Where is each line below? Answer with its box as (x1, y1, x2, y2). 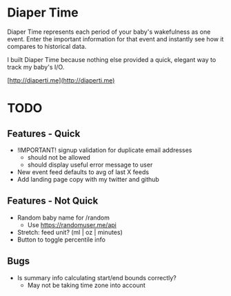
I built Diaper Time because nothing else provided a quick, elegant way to (7, 55, 217, 63)
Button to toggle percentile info (17, 235, 106, 244)
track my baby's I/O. (7, 63, 65, 71)
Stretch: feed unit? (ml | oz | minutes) (17, 228, 123, 236)
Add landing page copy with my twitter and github (17, 175, 160, 183)
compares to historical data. (7, 42, 87, 50)
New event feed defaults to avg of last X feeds (17, 167, 150, 176)
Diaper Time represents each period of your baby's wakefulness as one (7, 28, 211, 36)
